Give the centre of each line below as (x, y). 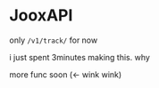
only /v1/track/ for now (54, 40)
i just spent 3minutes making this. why (79, 57)
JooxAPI (41, 16)
